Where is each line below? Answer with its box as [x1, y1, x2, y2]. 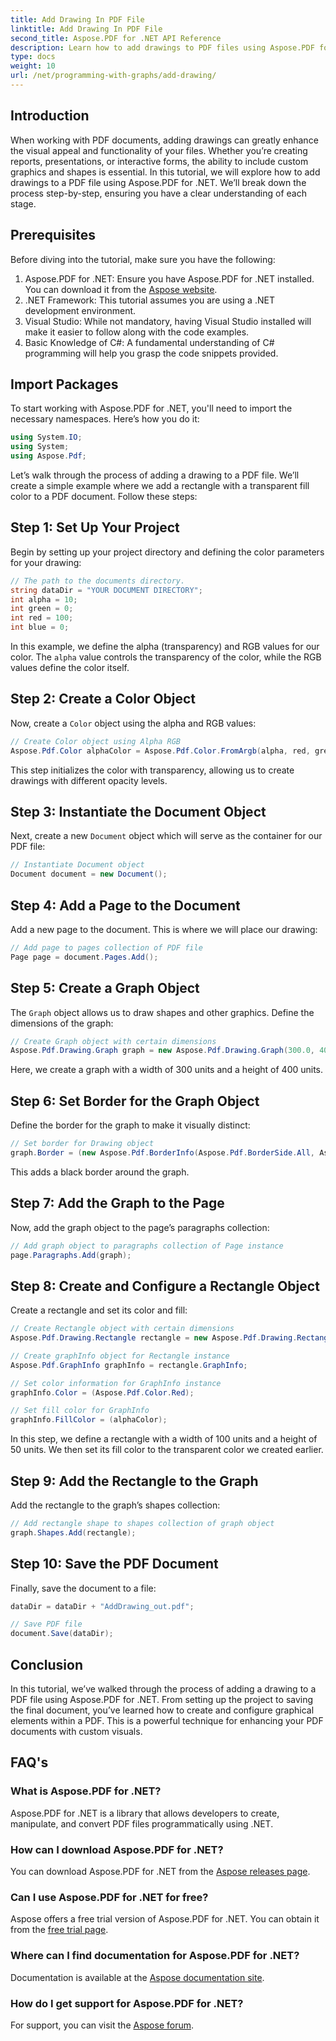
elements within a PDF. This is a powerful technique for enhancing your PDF [10, 1715, 324, 1726]
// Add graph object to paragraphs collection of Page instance [10, 1241, 284, 1251]
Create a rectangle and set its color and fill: [10, 1304, 188, 1316]
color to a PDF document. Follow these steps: [10, 490, 198, 502]
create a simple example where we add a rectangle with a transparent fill [10, 479, 310, 491]
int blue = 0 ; [10, 622, 70, 633]
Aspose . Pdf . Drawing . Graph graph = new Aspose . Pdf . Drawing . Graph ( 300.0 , [10, 1046, 316, 1056]
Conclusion [10, 1656, 84, 1673]
